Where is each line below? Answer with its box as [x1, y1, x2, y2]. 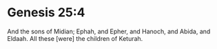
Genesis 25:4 [7, 5, 85, 20]
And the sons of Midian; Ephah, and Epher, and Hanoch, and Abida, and [7, 27, 211, 35]
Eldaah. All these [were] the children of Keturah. [7, 34, 143, 42]
